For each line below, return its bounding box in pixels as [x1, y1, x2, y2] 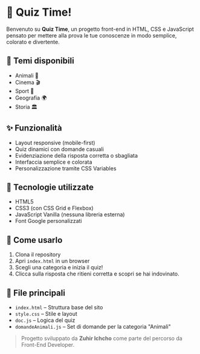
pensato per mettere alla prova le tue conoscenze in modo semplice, [6, 31, 177, 39]
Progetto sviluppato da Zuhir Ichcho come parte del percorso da [21, 335, 182, 342]
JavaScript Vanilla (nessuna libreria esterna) [15, 211, 125, 218]
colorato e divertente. [6, 38, 60, 45]
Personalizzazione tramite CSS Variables [15, 164, 117, 172]
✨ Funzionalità [6, 123, 62, 134]
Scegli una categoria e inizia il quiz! [15, 264, 103, 271]
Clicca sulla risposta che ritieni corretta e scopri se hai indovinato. [15, 270, 179, 277]
